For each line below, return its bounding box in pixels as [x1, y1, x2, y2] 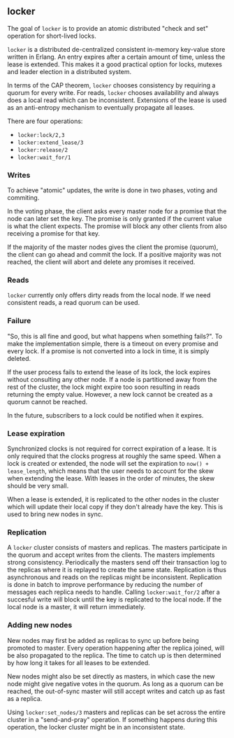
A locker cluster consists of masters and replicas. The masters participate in [7, 544, 228, 552]
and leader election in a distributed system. [7, 67, 132, 76]
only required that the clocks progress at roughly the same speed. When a [7, 452, 221, 460]
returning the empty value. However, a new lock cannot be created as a [7, 390, 213, 398]
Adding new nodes [7, 620, 73, 630]
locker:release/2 [17, 146, 68, 153]
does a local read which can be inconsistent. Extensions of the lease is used [7, 96, 227, 104]
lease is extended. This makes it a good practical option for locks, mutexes [7, 59, 222, 69]
